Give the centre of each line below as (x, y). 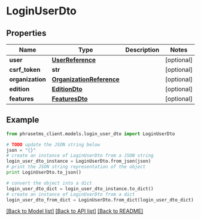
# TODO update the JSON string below (53, 145)
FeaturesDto (70, 99)
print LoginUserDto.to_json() (44, 172)
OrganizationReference (86, 79)
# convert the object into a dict (49, 183)
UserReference (74, 60)
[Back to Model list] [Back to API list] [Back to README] (75, 211)
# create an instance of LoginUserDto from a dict (71, 194)
